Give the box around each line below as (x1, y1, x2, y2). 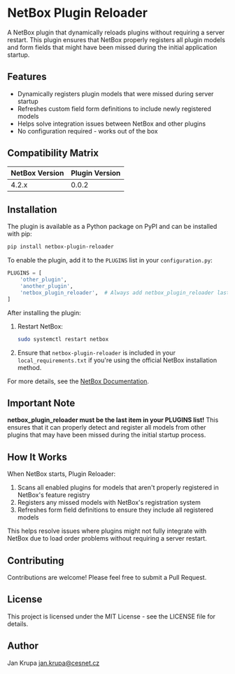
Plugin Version (71, 168, 121, 178)
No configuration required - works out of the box (17, 126, 159, 135)
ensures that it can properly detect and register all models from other (7, 423, 206, 432)
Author (7, 640, 38, 652)
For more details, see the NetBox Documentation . (7, 377, 149, 385)
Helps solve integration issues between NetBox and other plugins (17, 119, 206, 128)
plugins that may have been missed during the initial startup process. (7, 430, 206, 440)
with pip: (7, 230, 33, 238)
